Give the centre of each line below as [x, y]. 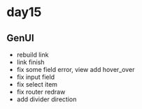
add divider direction [47, 99]
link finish [30, 62]
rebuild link [33, 54]
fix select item [37, 84]
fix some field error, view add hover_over [76, 70]
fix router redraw [41, 92]
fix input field [36, 77]
